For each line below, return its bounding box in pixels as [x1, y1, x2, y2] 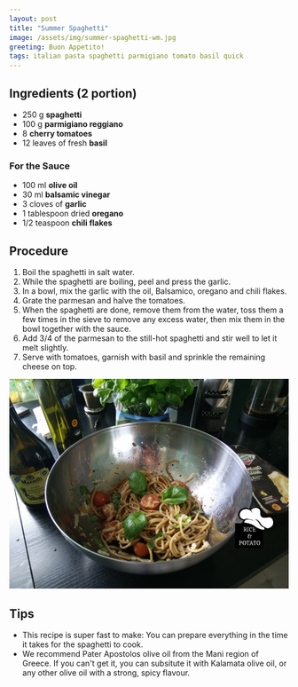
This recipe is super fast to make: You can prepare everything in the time [21, 630, 288, 640]
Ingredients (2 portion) [9, 85, 137, 101]
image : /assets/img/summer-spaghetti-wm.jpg [9, 33, 176, 42]
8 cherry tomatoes [21, 128, 93, 138]
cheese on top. [21, 361, 77, 372]
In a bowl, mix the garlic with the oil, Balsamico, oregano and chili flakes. [21, 286, 287, 296]
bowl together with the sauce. [21, 324, 131, 335]
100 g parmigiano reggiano [21, 118, 124, 129]
